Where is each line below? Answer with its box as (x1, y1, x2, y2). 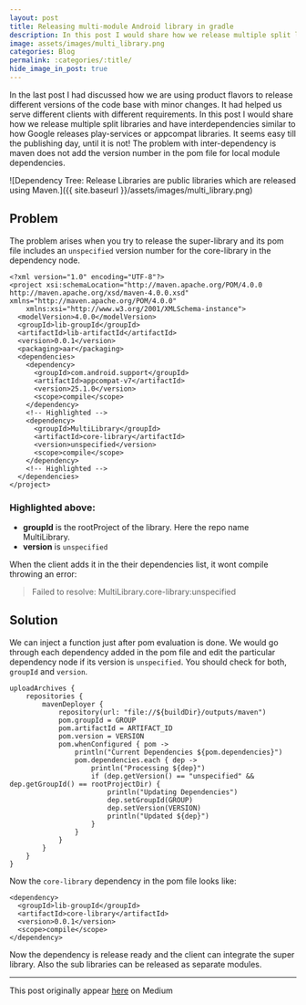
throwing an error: (9, 568, 77, 580)
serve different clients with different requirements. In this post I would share (9, 109, 294, 120)
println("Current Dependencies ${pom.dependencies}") (74, 748, 283, 757)
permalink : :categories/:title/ (9, 56, 132, 65)
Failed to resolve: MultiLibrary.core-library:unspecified (31, 586, 237, 597)
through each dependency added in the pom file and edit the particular (9, 646, 276, 657)
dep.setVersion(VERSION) (107, 803, 202, 812)
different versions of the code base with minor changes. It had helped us (9, 99, 282, 110)
